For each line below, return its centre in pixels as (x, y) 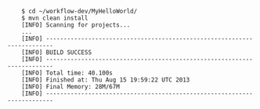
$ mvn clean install (55, 18)
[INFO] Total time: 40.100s (67, 73)
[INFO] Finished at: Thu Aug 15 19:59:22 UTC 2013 (106, 80)
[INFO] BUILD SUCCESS (56, 53)
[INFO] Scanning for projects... (76, 25)
